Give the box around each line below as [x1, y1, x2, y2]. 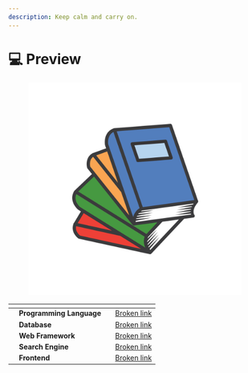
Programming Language [18, 309, 102, 318]
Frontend [18, 353, 51, 363]
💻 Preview [8, 50, 82, 68]
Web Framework [18, 330, 75, 340]
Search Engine [18, 342, 69, 352]
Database [18, 319, 52, 329]
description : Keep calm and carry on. [8, 13, 138, 21]
